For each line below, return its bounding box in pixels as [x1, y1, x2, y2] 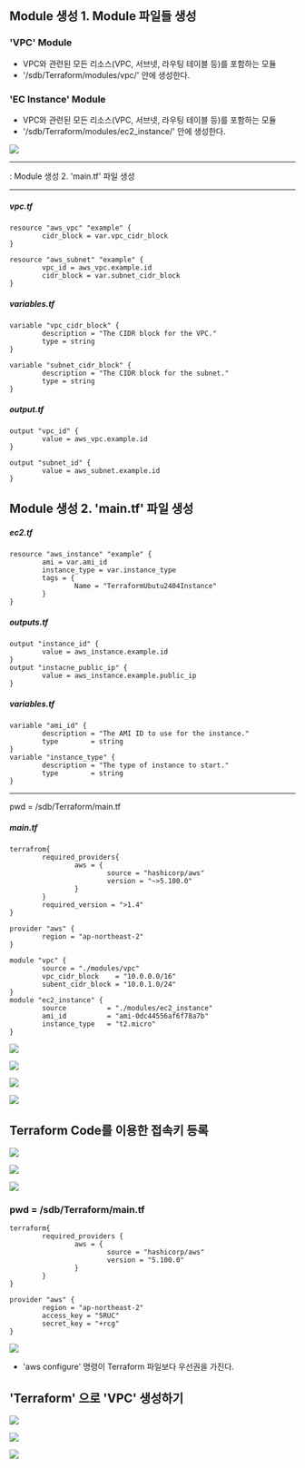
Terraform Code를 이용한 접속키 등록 [9, 1122, 209, 1138]
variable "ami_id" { [9, 721, 88, 731]
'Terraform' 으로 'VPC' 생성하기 [9, 1390, 184, 1405]
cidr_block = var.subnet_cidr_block [42, 271, 181, 280]
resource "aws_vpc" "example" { [9, 223, 132, 232]
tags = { [42, 574, 75, 583]
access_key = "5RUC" [42, 1311, 120, 1321]
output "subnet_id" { [9, 458, 92, 468]
